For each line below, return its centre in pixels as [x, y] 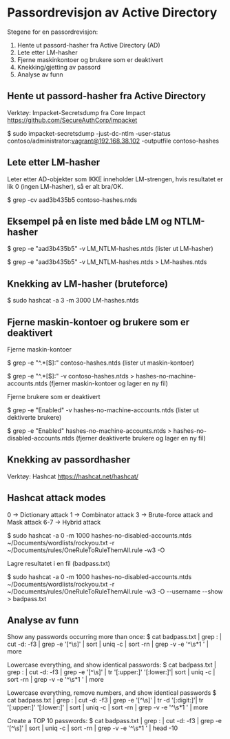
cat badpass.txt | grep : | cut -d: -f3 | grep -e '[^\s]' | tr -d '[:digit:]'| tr [105, 700]
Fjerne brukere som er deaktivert [54, 397]
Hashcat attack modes [56, 498]
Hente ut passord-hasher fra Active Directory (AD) [88, 45]
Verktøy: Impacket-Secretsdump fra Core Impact [76, 112]
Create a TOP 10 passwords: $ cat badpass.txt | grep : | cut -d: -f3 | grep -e [115, 721]
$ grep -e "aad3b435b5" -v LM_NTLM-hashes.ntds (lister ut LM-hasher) [110, 249]
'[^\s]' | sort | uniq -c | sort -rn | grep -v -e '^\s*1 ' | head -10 [93, 728]
